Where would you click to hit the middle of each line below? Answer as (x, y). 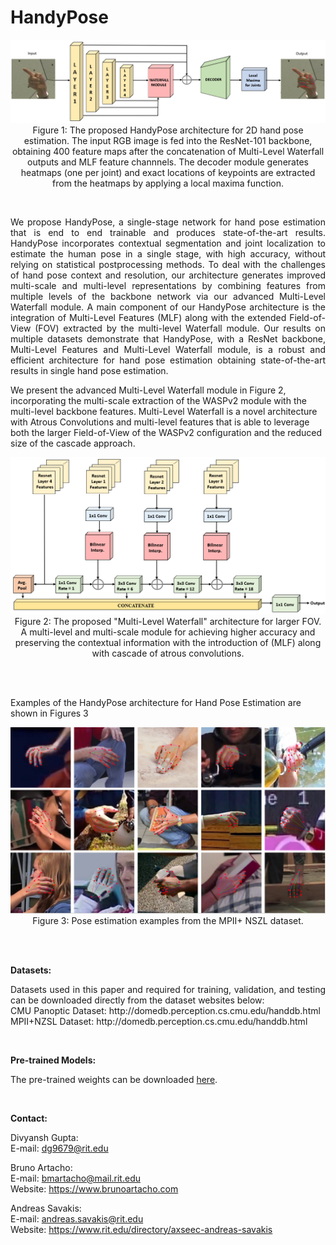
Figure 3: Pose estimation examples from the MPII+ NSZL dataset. (168, 920)
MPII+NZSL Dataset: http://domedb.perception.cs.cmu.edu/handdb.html (159, 1021)
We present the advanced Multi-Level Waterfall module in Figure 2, (148, 390)
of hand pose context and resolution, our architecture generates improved (168, 275)
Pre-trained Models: (53, 1060)
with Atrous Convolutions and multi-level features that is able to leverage (160, 422)
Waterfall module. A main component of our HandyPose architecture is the (168, 307)
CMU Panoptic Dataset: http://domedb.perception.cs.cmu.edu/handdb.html (165, 1010)
